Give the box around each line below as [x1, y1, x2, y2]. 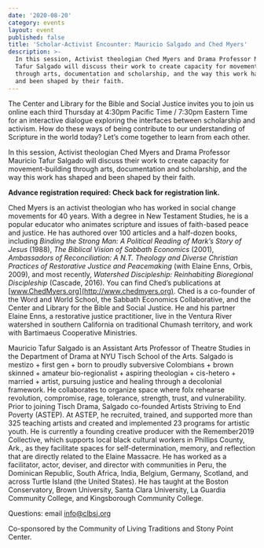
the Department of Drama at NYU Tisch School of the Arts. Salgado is [8, 351, 233, 361]
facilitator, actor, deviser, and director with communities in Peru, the [8, 460, 227, 469]
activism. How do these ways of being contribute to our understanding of [8, 123, 245, 133]
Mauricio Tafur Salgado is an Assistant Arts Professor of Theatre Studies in [8, 343, 251, 353]
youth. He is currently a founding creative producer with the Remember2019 [8, 426, 255, 436]
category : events [8, 19, 65, 27]
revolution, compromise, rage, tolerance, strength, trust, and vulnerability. [8, 393, 247, 403]
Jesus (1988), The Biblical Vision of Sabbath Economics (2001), [8, 244, 214, 254]
